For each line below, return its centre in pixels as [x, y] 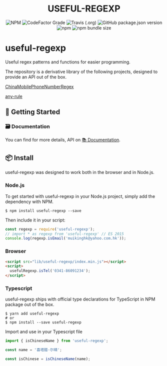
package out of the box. [30, 304]
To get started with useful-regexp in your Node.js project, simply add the [80, 196]
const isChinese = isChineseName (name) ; [48, 359]
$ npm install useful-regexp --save [43, 210]
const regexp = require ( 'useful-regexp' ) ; [50, 229]
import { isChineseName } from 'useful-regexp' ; [57, 341]
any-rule [14, 96]
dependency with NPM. [29, 201]
